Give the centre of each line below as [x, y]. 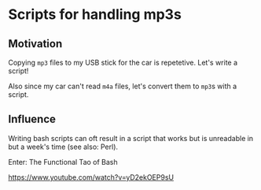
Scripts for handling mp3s [95, 15]
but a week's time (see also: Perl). [63, 147]
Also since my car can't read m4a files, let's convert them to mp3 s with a [123, 86]
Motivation [35, 44]
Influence [32, 119]
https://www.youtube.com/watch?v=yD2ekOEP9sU [91, 177]
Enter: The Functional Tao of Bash [63, 162]
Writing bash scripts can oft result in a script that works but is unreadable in [131, 138]
